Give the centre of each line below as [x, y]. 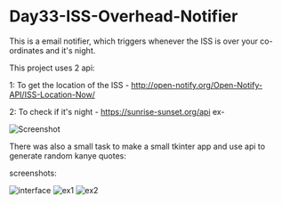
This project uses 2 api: [52, 68]
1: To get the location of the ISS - [69, 85]
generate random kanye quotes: [68, 155]
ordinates [27, 50]
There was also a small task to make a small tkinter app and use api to [137, 146]
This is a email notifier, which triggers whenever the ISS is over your [133, 41]
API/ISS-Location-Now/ [52, 94]
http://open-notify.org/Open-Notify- [197, 85]
